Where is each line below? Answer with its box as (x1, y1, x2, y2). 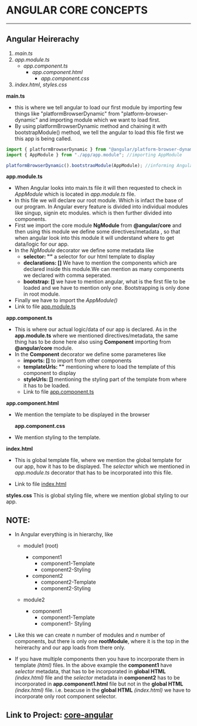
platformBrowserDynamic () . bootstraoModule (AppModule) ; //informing (6, 162, 175, 168)
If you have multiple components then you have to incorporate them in (14, 655, 185, 663)
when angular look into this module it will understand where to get (14, 235, 175, 242)
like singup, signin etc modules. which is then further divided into (14, 209, 172, 216)
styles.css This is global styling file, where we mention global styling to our (6, 492, 189, 499)
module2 (23, 596, 45, 603)
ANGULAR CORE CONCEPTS (6, 4, 148, 17)
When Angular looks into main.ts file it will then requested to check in (14, 185, 182, 192)
